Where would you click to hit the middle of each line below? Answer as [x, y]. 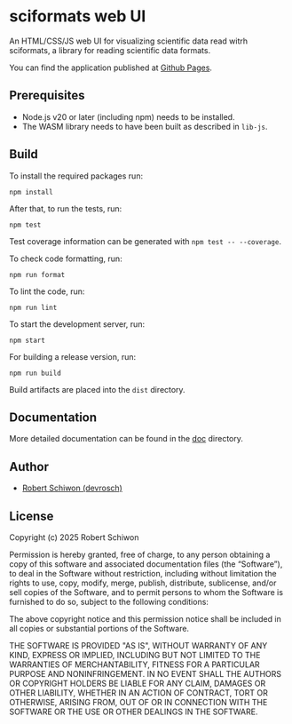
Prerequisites [47, 95]
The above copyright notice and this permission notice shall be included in [145, 619]
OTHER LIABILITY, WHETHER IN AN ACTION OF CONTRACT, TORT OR [138, 693]
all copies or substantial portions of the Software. [99, 629]
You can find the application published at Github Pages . [111, 68]
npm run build [36, 373]
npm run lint [33, 307]
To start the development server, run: [77, 324]
